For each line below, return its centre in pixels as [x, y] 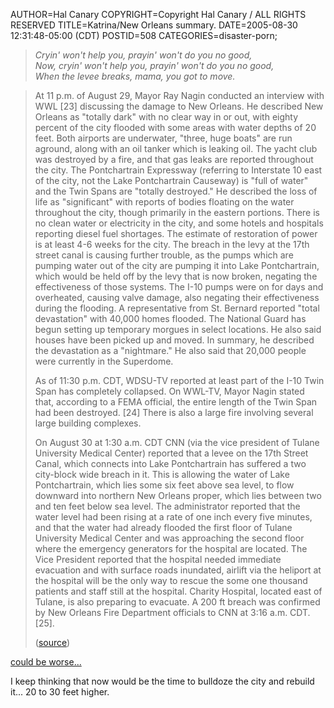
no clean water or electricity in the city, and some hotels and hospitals [179, 223]
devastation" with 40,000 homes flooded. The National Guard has [170, 318]
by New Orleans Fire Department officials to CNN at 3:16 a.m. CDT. [172, 612]
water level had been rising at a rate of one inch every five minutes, [173, 517]
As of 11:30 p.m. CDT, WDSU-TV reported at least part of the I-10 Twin [179, 380]
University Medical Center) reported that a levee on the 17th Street [171, 453]
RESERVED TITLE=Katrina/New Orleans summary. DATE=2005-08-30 [154, 25]
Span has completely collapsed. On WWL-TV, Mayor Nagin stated [169, 391]
